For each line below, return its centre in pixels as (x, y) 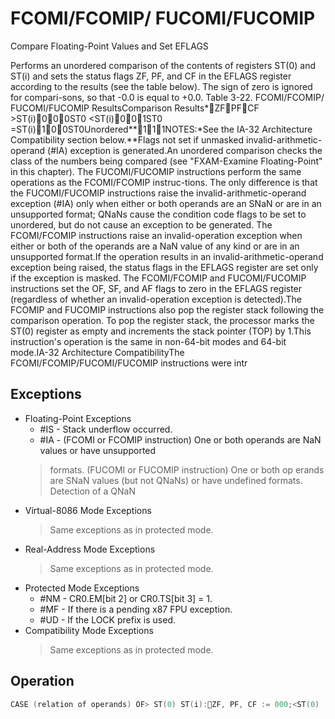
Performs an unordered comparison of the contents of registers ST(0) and (163, 65)
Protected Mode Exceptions (82, 588)
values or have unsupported (98, 450)
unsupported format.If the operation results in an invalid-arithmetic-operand (167, 256)
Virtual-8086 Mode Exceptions (88, 510)
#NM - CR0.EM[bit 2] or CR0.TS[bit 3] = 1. (126, 598)
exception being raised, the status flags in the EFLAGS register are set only (164, 267)
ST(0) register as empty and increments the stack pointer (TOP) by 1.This (161, 331)
